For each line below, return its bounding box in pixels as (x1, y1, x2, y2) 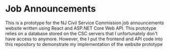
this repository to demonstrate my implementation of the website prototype (5, 41, 163, 47)
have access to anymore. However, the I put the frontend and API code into (5, 36, 163, 42)
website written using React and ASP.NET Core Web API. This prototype (5, 25, 157, 31)
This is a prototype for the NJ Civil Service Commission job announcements (5, 20, 164, 26)
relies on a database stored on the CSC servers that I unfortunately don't (5, 30, 158, 36)
